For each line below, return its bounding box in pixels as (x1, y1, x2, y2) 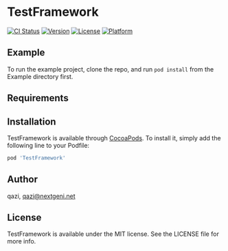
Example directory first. (7, 72, 73, 80)
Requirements (7, 92, 69, 104)
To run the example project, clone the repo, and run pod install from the (7, 65, 214, 73)
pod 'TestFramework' (7, 154, 67, 162)
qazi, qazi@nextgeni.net (7, 192, 76, 200)
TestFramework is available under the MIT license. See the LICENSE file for (7, 230, 220, 238)
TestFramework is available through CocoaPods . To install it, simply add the (7, 133, 221, 142)
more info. (7, 237, 36, 245)
